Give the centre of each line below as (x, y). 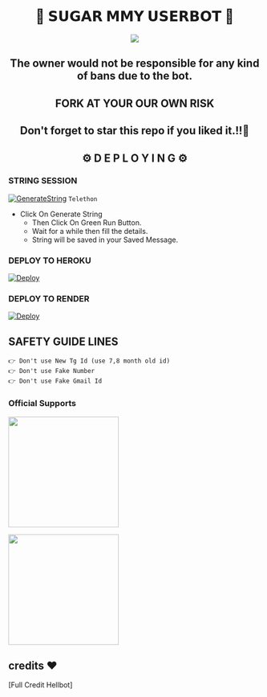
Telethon (83, 199)
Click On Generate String (61, 214)
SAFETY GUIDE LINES (63, 341)
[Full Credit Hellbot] (40, 685)
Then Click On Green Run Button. (87, 222)
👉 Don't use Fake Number (51, 371)
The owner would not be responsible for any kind (135, 64)
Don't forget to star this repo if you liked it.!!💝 (135, 131)
